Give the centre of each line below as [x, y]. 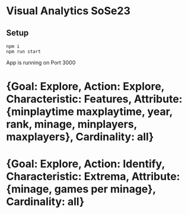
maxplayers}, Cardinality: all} [80, 137]
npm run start [24, 52]
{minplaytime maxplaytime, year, [90, 112]
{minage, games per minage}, [81, 189]
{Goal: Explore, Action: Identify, [85, 164]
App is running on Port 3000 [41, 63]
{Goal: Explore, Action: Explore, [85, 87]
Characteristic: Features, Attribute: [94, 99]
